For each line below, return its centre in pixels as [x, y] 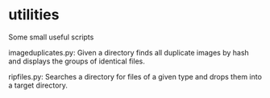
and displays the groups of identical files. [77, 61]
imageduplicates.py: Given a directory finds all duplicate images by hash [129, 52]
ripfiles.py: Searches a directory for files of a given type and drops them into [135, 76]
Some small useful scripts [51, 37]
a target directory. [38, 85]
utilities [34, 15]
